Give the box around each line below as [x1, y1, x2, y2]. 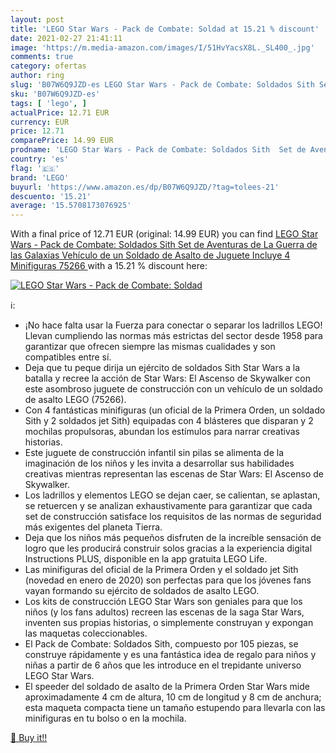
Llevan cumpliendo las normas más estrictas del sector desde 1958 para [24, 330, 323, 342]
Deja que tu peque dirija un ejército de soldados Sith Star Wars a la [24, 362, 301, 374]
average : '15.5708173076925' [10, 201, 132, 211]
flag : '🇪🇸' [10, 163, 60, 173]
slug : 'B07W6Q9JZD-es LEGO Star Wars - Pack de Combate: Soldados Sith [10, 80, 315, 90]
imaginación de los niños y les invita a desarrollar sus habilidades [24, 457, 295, 470]
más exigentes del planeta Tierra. [24, 521, 163, 533]
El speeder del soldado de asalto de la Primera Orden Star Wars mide [24, 681, 310, 693]
